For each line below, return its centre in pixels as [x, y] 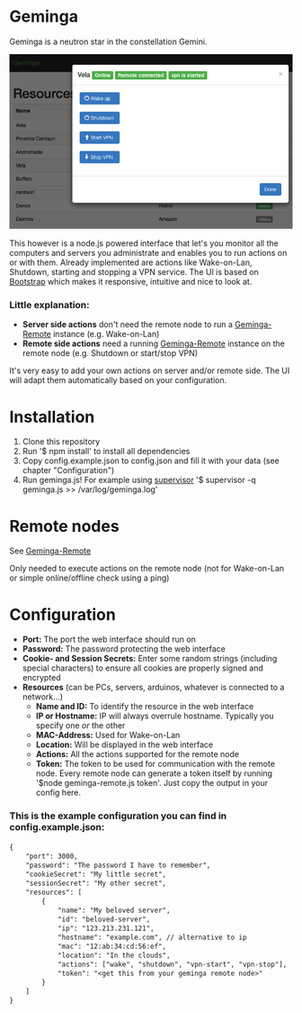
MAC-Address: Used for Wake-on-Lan [108, 735]
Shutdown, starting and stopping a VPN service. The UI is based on [134, 272]
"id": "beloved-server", [104, 919]
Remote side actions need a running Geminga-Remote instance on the [153, 343]
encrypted [41, 678]
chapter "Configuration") [68, 470]
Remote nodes [64, 526]
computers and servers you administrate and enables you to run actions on [148, 253]
